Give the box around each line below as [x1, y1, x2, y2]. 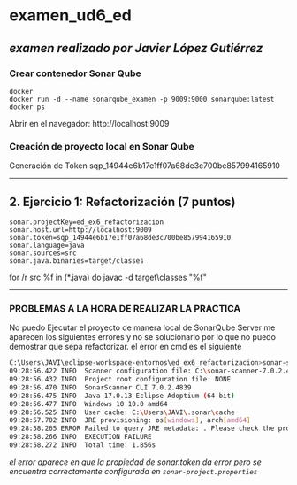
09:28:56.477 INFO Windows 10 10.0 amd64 [9, 399, 168, 408]
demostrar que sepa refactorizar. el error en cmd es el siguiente [9, 342, 242, 352]
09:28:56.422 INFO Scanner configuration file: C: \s [9, 366, 212, 376]
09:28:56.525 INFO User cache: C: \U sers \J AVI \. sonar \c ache [9, 408, 236, 417]
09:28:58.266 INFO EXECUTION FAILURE [9, 433, 152, 442]
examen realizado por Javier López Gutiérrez [9, 41, 263, 56]
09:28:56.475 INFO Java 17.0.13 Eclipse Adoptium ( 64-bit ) [9, 391, 236, 400]
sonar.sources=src [9, 249, 77, 258]
